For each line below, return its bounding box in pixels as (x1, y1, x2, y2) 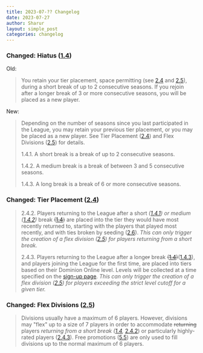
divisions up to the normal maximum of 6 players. (21, 340, 144, 348)
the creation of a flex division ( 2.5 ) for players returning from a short (21, 235, 192, 242)
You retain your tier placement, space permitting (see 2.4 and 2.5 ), (21, 77, 187, 84)
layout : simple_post (6, 25, 59, 32)
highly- (177, 328, 195, 335)
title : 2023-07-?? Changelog (6, 8, 80, 15)
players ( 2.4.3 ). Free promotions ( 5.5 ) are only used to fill (36, 334, 178, 341)
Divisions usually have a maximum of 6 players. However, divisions (21, 314, 188, 322)
